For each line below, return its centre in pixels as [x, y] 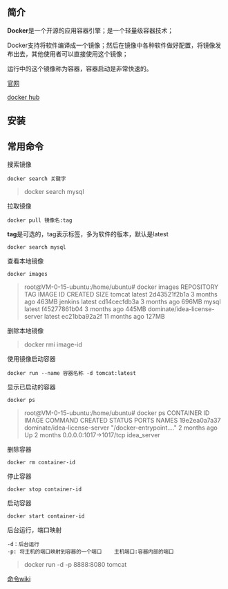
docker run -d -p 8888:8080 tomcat [75, 565]
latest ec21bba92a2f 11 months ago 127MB [105, 317]
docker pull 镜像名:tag [40, 220]
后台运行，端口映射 [35, 530]
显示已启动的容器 [31, 387]
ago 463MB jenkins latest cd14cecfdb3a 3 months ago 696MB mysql [122, 302]
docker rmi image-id [53, 344]
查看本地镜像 [25, 261]
